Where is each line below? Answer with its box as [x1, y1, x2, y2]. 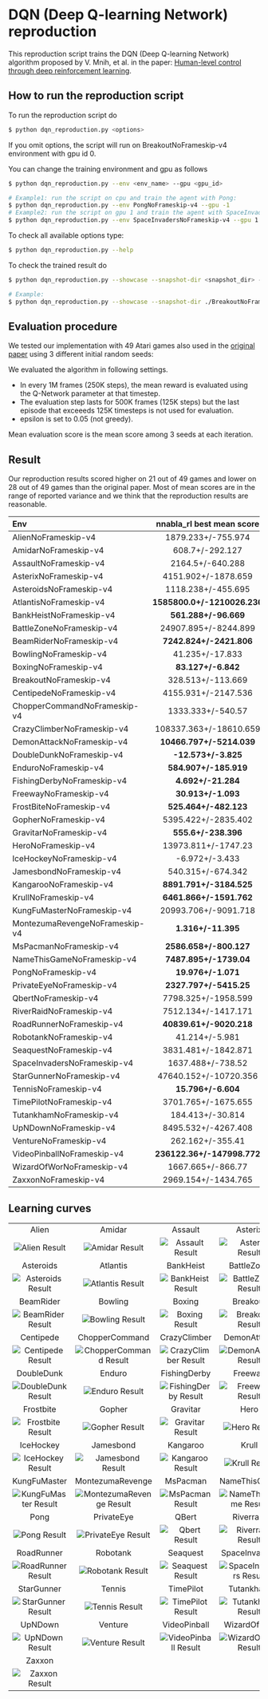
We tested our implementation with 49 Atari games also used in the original [8, 341, 255, 350]
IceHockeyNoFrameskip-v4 [12, 853, 117, 864]
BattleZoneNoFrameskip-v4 [12, 622, 118, 634]
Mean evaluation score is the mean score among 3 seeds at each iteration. [8, 429, 254, 440]
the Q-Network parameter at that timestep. [19, 389, 161, 398]
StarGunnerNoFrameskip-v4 [12, 1071, 121, 1082]
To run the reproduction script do [8, 110, 117, 120]
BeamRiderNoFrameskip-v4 [12, 636, 119, 647]
